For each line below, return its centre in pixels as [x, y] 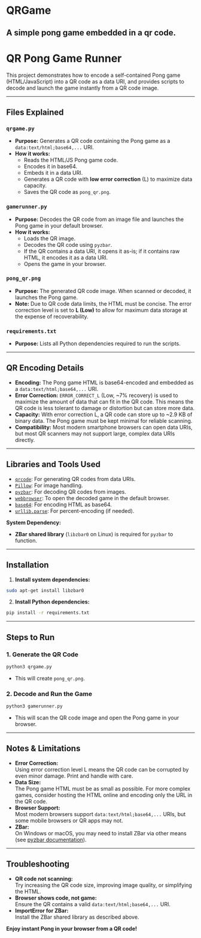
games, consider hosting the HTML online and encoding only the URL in [103, 795]
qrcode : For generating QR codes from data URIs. [75, 479]
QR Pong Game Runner [64, 58]
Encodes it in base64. [51, 166]
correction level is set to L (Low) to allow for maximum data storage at [101, 310]
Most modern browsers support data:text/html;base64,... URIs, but [100, 814]
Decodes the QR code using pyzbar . [68, 244]
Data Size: [28, 782]
